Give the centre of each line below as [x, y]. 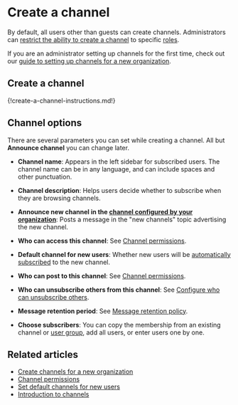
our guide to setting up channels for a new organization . [90, 61]
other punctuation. [45, 177]
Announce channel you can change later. [69, 147]
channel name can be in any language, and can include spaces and [116, 169]
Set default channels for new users [69, 387]
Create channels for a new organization [75, 372]
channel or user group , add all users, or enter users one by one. [111, 332]
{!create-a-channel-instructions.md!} [61, 100]
